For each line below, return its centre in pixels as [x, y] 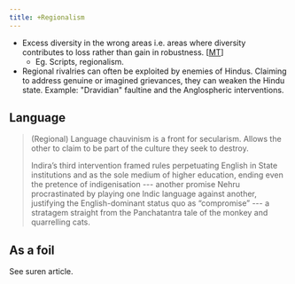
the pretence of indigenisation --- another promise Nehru [136, 185]
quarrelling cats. [61, 222]
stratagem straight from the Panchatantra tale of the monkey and [149, 213]
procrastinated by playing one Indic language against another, [144, 194]
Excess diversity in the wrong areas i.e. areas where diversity [134, 43]
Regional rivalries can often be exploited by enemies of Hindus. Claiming [154, 71]
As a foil [32, 250]
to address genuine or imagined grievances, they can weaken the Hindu [153, 80]
